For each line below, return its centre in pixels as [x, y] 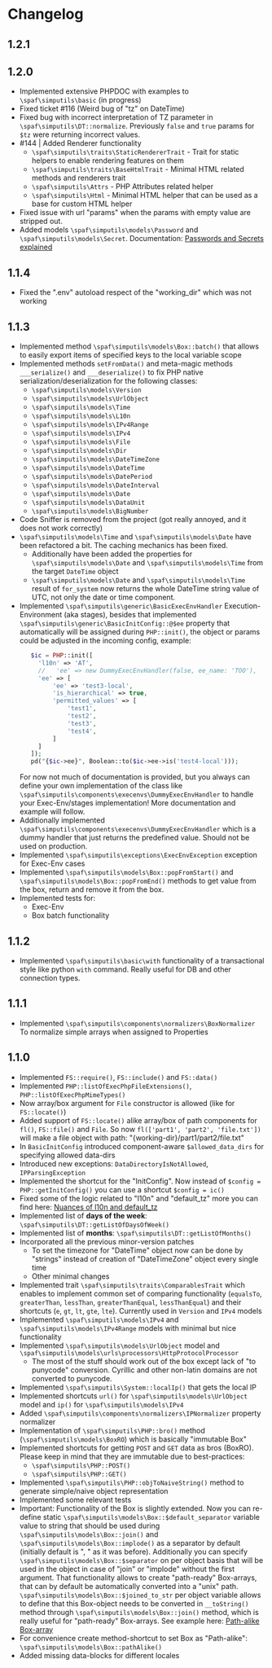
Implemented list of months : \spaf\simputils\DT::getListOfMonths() [135, 1233]
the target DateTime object [75, 572]
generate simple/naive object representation [94, 1490]
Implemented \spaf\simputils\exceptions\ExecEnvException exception [138, 855]
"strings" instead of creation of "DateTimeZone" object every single [145, 1258]
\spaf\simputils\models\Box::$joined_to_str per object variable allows [140, 1595]
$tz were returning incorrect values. [79, 134]
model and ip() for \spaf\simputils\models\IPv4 [101, 1404]
